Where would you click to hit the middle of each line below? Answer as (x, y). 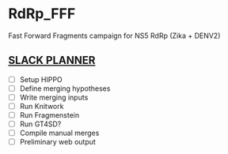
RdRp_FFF (42, 14)
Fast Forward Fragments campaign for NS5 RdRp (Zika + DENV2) (114, 36)
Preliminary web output (58, 142)
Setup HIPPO (41, 79)
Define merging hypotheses (65, 88)
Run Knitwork (42, 106)
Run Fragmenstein (49, 115)
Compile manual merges (59, 133)
